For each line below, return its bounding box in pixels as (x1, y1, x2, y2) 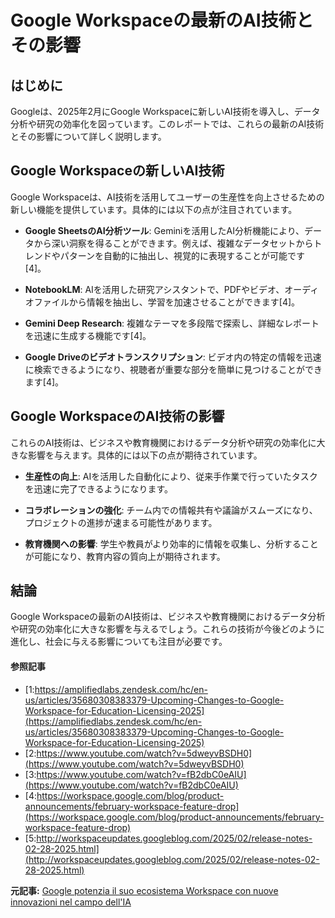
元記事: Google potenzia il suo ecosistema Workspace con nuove (10, 884, 279, 896)
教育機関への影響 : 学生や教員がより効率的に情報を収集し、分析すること (24, 537, 319, 550)
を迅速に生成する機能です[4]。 (24, 329, 152, 341)
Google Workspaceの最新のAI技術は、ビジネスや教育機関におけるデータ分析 (10, 611, 326, 623)
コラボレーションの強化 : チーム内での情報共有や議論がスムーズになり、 (24, 504, 318, 516)
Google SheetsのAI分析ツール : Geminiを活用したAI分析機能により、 (24, 224, 305, 236)
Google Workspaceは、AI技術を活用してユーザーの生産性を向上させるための (10, 191, 325, 203)
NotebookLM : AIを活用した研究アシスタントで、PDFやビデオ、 (24, 283, 285, 295)
